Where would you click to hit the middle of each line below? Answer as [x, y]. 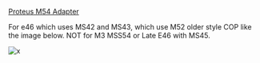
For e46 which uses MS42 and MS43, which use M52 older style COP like [130, 27]
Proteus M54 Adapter [44, 12]
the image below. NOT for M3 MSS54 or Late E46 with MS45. [109, 35]
